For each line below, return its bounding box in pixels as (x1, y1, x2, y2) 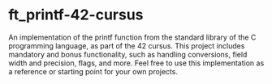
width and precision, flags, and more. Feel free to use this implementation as (8, 58, 265, 68)
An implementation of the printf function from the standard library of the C (8, 32, 257, 42)
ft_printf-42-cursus (8, 6, 144, 24)
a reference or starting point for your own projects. (8, 66, 179, 76)
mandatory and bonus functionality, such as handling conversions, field (8, 49, 248, 59)
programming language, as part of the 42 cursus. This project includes (8, 40, 245, 50)
